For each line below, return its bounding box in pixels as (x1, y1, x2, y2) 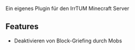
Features (5, 22, 39, 31)
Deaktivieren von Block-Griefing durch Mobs (14, 37, 123, 44)
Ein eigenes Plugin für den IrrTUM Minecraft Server (5, 5, 130, 12)
